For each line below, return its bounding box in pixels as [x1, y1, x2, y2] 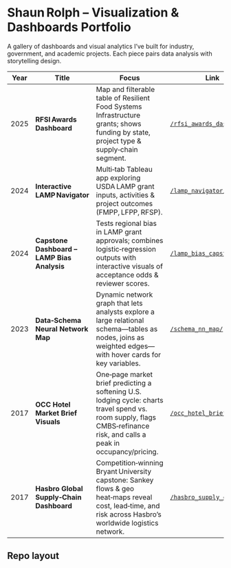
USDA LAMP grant [96, 181, 155, 191]
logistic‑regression [96, 244, 157, 253]
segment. [96, 153, 126, 163]
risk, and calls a [96, 429, 146, 439]
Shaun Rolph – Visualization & [7, 5, 179, 21]
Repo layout [7, 550, 60, 562]
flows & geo [96, 484, 135, 493]
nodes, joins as [96, 332, 145, 342]
